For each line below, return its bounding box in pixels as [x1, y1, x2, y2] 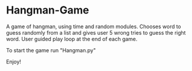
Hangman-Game [6, 4, 90, 17]
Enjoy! [6, 58, 22, 65]
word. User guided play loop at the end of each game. [6, 35, 138, 42]
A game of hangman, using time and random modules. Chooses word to [6, 23, 181, 30]
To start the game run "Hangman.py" [6, 46, 96, 53]
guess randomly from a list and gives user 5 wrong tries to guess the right [6, 29, 186, 36]
